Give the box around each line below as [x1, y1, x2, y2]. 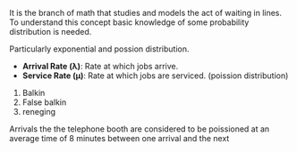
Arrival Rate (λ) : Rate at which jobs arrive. [21, 61, 179, 71]
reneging [21, 107, 56, 116]
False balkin [21, 97, 67, 108]
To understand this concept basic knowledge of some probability [9, 17, 250, 28]
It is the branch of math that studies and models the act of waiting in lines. [9, 8, 283, 18]
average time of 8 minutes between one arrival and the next [9, 133, 230, 143]
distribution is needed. [9, 27, 92, 36]
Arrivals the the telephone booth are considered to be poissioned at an [9, 124, 270, 134]
